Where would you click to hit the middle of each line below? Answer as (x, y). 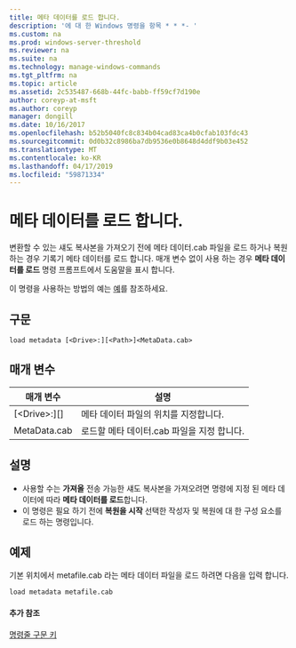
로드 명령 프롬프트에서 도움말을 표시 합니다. (100, 270)
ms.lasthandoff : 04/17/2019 (61, 166)
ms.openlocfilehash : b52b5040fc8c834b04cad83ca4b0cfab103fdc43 (129, 133)
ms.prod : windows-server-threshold (75, 42)
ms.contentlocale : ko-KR (55, 158)
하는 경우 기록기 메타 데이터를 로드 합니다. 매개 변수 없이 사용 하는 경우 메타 (139, 259)
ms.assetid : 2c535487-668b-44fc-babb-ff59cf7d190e (105, 92)
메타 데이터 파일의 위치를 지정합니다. (153, 414)
